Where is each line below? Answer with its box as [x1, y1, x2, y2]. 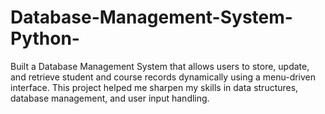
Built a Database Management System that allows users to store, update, [10, 60, 310, 72]
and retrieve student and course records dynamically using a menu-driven [10, 71, 317, 83]
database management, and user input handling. [10, 92, 210, 104]
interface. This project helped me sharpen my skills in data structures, [10, 81, 299, 93]
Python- [10, 27, 80, 50]
